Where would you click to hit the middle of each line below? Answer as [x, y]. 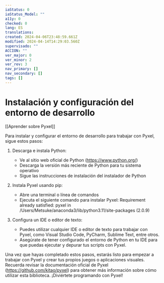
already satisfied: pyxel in [45, 205]
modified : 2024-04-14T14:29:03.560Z [42, 42]
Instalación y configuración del [69, 102]
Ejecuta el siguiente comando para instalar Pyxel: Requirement [82, 200]
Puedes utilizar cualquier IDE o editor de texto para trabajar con [83, 229]
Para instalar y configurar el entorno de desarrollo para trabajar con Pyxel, [80, 136]
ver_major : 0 [18, 55]
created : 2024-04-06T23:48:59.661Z [41, 37]
